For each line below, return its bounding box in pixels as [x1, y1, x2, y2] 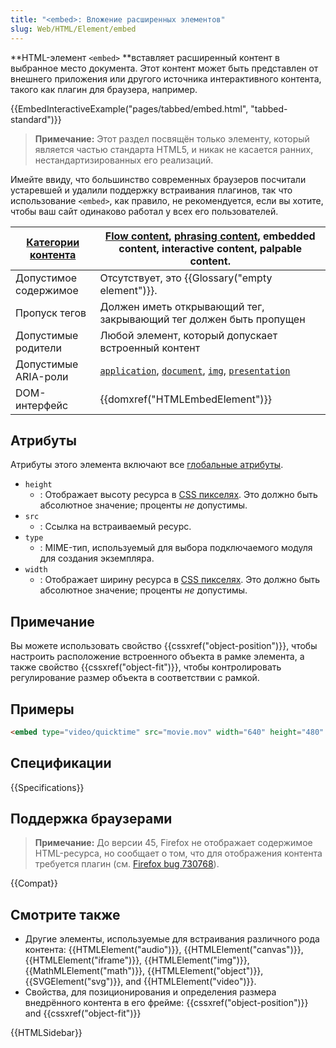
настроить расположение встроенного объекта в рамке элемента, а [10, 651, 305, 663]
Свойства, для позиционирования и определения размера [24, 986, 277, 998]
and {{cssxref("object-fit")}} [24, 1007, 142, 1020]
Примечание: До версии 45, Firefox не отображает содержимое [34, 837, 313, 849]
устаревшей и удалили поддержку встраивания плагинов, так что [10, 184, 293, 196]
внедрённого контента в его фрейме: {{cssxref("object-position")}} [24, 997, 309, 1009]
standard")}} [10, 113, 62, 125]
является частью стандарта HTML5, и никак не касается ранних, [34, 143, 314, 155]
